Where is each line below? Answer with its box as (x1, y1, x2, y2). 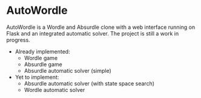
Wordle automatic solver (24, 86, 85, 93)
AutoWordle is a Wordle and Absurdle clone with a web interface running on (6, 23, 196, 31)
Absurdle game (24, 61, 62, 68)
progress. (6, 36, 30, 43)
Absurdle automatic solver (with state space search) (24, 79, 155, 87)
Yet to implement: (15, 73, 59, 81)
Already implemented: (15, 47, 71, 55)
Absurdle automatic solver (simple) (24, 67, 112, 74)
